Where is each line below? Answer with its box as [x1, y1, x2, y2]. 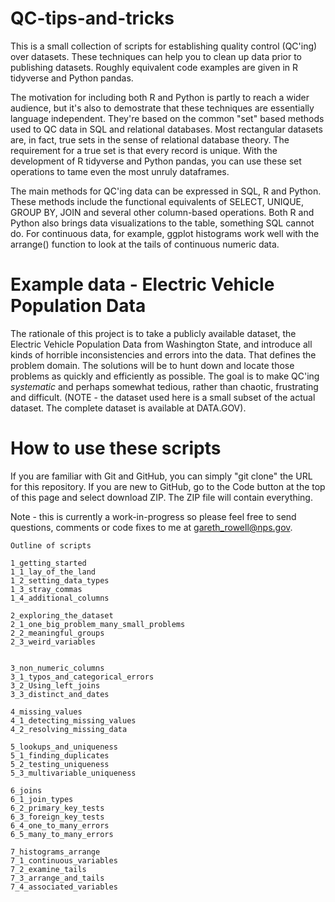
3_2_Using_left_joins [10, 680, 101, 691]
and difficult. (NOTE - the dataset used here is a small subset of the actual [10, 391, 316, 403]
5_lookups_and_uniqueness [10, 742, 118, 752]
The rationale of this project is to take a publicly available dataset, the [10, 327, 297, 339]
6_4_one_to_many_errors [10, 820, 110, 831]
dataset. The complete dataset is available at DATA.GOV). [10, 402, 247, 414]
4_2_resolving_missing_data [10, 724, 128, 734]
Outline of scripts [10, 540, 92, 551]
